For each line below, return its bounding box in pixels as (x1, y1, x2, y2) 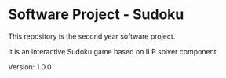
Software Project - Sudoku (8, 6, 184, 24)
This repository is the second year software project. (8, 32, 176, 41)
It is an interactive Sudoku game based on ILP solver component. (8, 46, 219, 56)
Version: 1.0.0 (8, 61, 53, 72)
